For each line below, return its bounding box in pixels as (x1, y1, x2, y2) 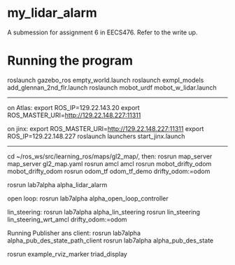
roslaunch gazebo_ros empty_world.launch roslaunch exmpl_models (7, 76, 204, 84)
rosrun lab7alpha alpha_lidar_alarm (7, 180, 108, 189)
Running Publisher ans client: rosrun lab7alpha (7, 229, 141, 237)
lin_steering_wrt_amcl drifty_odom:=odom (7, 215, 127, 224)
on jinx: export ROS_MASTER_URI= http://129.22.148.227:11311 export (7, 124, 204, 132)
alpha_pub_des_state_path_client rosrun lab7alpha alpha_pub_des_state (7, 236, 214, 245)
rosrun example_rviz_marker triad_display (7, 250, 127, 258)
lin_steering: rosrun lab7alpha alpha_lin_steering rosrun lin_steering (7, 208, 201, 216)
